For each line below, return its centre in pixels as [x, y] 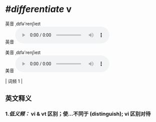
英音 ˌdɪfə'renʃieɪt [23, 23]
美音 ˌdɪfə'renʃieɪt [23, 52]
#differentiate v [38, 9]
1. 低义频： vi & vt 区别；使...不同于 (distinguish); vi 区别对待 [78, 114]
